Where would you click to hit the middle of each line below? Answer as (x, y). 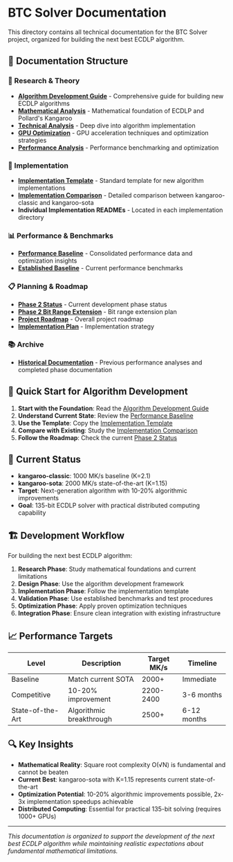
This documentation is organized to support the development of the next (111, 836)
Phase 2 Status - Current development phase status (92, 304)
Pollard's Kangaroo (45, 118)
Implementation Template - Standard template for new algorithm (111, 180)
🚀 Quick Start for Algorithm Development (98, 392)
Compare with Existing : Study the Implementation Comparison (108, 430)
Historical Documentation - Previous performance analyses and (110, 362)
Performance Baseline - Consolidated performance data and (105, 254)
